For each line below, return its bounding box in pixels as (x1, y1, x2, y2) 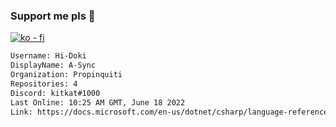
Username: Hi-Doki (10, 51, 87, 61)
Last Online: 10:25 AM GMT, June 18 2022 (10, 97, 186, 108)
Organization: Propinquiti (10, 70, 123, 80)
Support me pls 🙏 (10, 9, 96, 23)
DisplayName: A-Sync (10, 60, 97, 71)
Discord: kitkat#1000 (10, 88, 101, 98)
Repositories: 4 (10, 79, 78, 89)
